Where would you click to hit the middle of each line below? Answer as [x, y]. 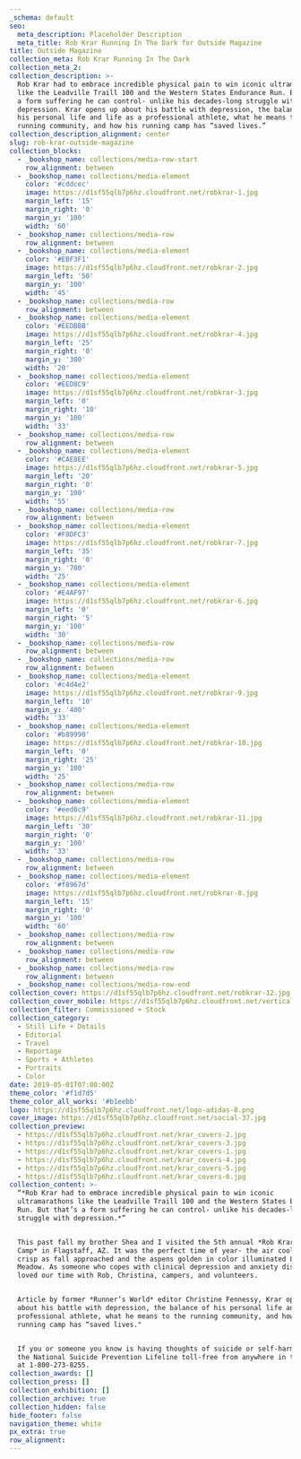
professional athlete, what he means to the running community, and [148, 1316]
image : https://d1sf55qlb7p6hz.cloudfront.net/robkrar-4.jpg [142, 334]
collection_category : [50, 1018]
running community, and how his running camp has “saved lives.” [142, 126]
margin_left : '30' [60, 826]
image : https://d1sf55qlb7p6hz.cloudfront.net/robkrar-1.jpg [142, 193]
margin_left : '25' [60, 343]
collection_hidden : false [57, 1407]
